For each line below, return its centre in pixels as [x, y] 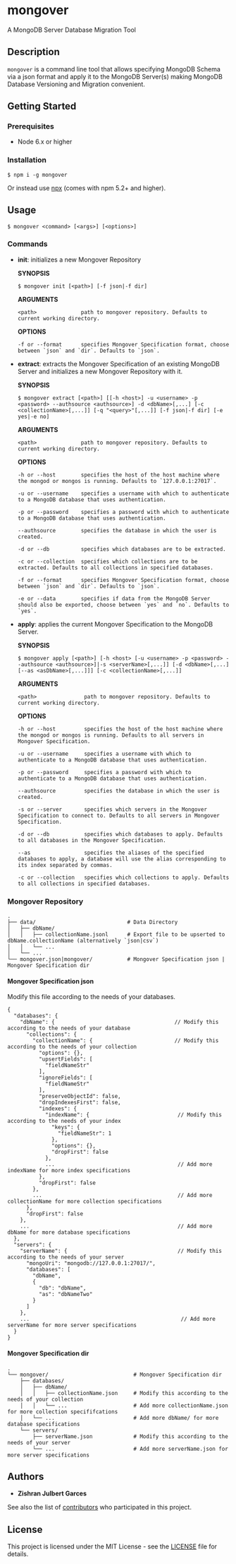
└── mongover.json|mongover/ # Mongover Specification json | [116, 959]
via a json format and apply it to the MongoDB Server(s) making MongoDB [115, 76]
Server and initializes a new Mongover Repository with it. [100, 371]
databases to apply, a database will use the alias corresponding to [122, 859]
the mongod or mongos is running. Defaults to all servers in [111, 735]
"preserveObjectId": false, [80, 1097]
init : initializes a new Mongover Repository [79, 259]
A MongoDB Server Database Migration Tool [72, 30]
